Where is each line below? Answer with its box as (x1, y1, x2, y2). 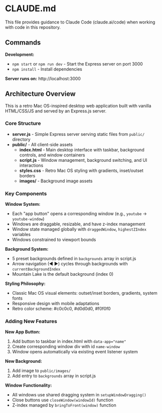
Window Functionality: (5, 382, 52, 389)
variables (12, 232, 31, 238)
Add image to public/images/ (12, 368, 71, 374)
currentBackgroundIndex (12, 267, 61, 272)
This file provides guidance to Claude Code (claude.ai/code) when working (5, 19, 156, 25)
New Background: (5, 358, 42, 364)
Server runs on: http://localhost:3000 (5, 75, 81, 81)
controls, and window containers (19, 152, 85, 158)
